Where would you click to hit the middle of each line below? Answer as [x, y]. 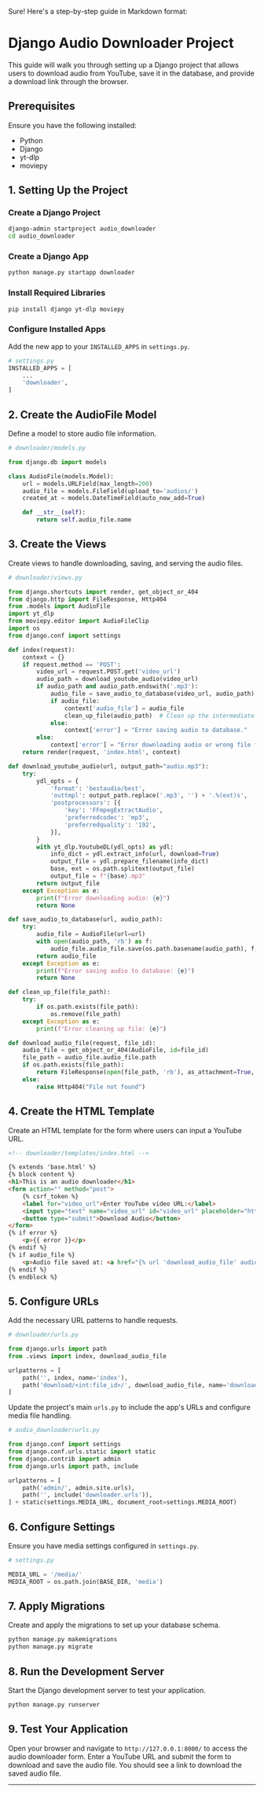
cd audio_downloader [42, 236]
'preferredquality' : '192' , [110, 825]
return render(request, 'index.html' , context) [101, 753]
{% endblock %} [33, 1277]
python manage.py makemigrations [63, 1640]
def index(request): [42, 650]
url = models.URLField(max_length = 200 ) [88, 484]
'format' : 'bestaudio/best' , [98, 788]
